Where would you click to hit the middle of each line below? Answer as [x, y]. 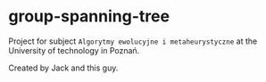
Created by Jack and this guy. [63, 68]
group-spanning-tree [89, 16]
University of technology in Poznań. [74, 50]
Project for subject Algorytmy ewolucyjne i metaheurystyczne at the [133, 41]
